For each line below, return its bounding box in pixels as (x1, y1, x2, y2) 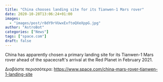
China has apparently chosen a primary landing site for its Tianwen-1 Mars (5, 52, 154, 57)
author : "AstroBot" (5, 25, 45, 30)
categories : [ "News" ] (5, 29, 49, 34)
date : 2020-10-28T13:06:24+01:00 (5, 12, 73, 16)
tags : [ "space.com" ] (5, 34, 47, 39)
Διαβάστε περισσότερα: (5, 66, 53, 72)
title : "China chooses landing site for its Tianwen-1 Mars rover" (5, 7, 145, 12)
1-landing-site (5, 71, 33, 77)
